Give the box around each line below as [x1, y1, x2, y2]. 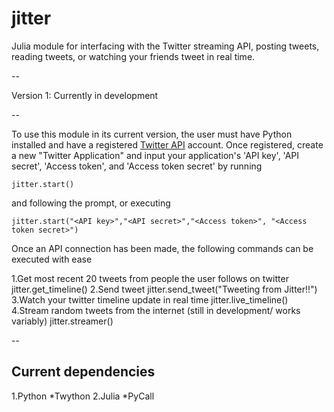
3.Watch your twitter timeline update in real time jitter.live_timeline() [11, 293, 289, 306]
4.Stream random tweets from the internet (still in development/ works [11, 304, 301, 316]
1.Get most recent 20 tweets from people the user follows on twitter [11, 272, 289, 284]
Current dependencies [11, 363, 156, 381]
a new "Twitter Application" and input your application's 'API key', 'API [11, 149, 300, 161]
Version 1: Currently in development [11, 89, 159, 101]
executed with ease [11, 253, 93, 265]
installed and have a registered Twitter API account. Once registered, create [11, 138, 324, 151]
